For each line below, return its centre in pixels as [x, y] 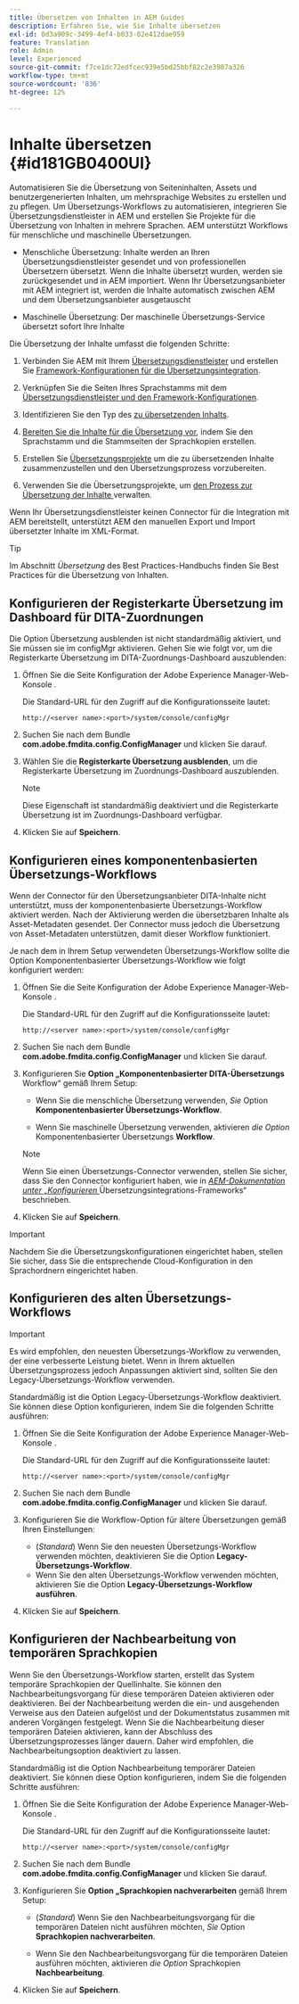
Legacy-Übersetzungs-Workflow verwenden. [92, 1379]
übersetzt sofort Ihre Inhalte [73, 327]
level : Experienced [45, 59]
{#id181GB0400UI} [81, 163]
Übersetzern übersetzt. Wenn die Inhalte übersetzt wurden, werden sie [152, 271]
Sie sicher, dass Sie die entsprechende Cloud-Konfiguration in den [131, 1261]
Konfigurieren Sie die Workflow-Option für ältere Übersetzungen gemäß [154, 1520]
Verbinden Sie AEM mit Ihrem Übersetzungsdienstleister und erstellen [150, 361]
